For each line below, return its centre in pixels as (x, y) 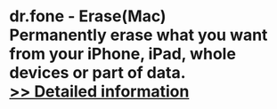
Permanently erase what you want (138, 35)
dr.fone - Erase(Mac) (88, 16)
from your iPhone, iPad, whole (122, 54)
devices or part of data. (98, 73)
